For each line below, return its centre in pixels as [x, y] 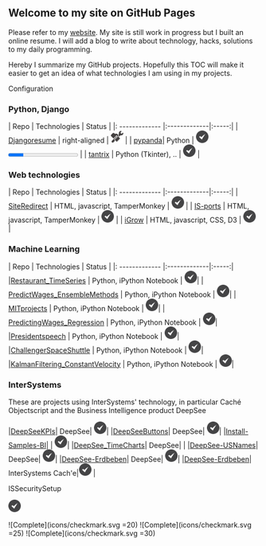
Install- [237, 431]
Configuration [31, 88]
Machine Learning [44, 249]
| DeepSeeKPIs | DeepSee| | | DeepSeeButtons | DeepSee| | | [117, 431]
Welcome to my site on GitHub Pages [102, 13]
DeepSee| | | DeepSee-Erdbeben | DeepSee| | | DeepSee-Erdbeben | [130, 459]
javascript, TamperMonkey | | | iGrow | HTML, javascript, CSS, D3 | [125, 220]
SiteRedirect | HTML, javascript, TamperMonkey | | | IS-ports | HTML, [129, 206]
